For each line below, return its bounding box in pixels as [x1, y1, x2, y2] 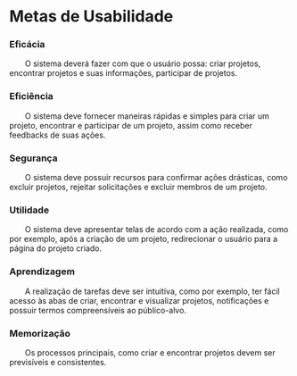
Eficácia [9, 38, 45, 51]
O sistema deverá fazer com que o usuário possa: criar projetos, [25, 58, 261, 69]
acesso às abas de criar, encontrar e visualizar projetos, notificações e [9, 295, 269, 305]
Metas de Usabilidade [9, 6, 174, 27]
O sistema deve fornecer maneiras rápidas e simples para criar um [25, 110, 269, 121]
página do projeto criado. [9, 243, 103, 254]
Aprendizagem [9, 265, 76, 278]
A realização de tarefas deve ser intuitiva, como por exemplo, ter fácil [25, 286, 280, 297]
